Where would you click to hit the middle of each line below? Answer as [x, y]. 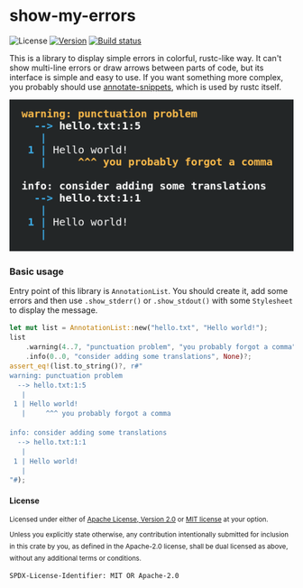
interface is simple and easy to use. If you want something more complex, [147, 77]
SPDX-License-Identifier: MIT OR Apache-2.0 [94, 575]
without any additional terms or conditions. [75, 558]
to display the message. [54, 310]
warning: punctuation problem [66, 375]
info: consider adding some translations [88, 433]
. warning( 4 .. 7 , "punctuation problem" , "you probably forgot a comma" [161, 347]
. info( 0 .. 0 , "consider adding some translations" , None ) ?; [139, 357]
